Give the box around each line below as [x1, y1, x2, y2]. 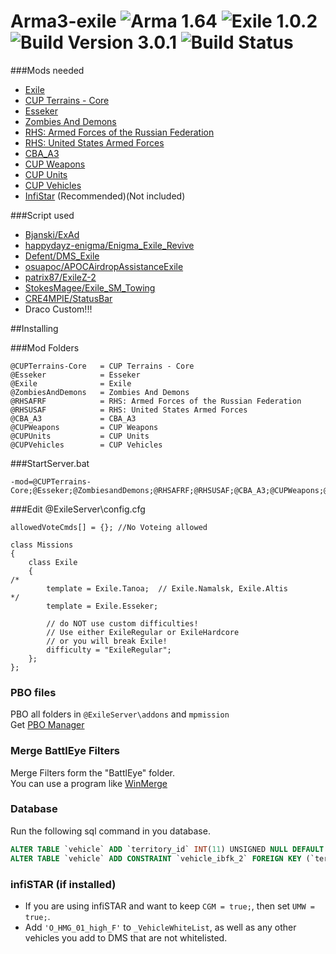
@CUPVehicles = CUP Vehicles [10, 440, 163, 450]
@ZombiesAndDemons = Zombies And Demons [10, 387, 190, 397]
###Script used [10, 209, 75, 221]
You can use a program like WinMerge [10, 777, 168, 789]
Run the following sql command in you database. [10, 825, 211, 837]
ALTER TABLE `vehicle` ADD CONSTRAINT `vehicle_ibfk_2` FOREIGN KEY [10, 853, 302, 864]
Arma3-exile [10, 10, 117, 33]
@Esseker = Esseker [10, 370, 141, 380]
